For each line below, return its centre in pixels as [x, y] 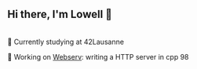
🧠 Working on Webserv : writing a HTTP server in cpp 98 [98, 56]
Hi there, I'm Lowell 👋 [60, 15]
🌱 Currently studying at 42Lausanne [66, 42]
